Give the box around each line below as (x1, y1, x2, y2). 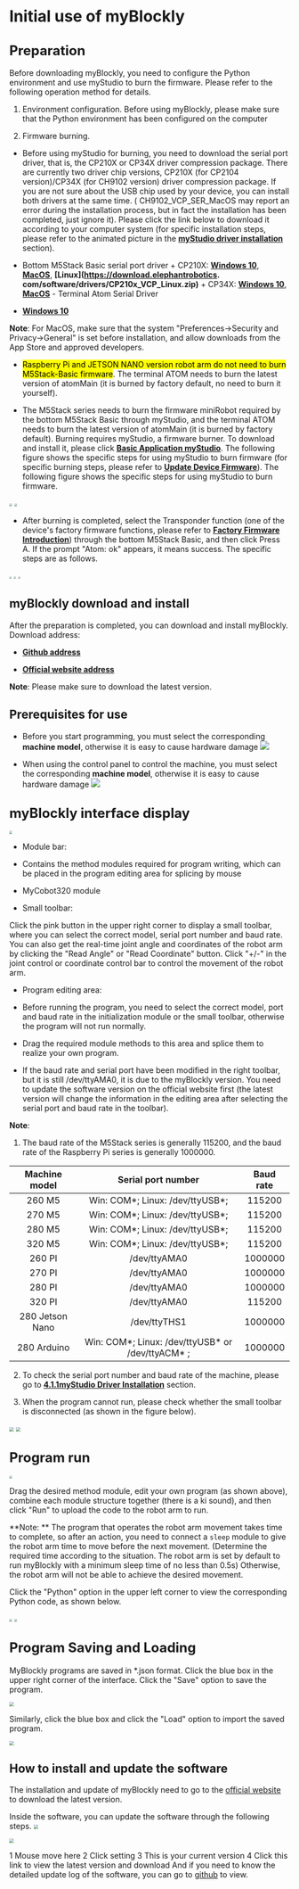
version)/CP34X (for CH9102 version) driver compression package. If (21, 177, 277, 186)
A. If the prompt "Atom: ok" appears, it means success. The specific (21, 544, 271, 554)
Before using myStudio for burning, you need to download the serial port (21, 148, 288, 158)
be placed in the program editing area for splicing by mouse (21, 868, 242, 879)
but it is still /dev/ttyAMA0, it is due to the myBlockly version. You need (21, 1074, 282, 1085)
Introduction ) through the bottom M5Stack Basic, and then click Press (21, 534, 280, 545)
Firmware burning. (21, 131, 91, 141)
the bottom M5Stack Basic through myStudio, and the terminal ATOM (21, 415, 276, 425)
